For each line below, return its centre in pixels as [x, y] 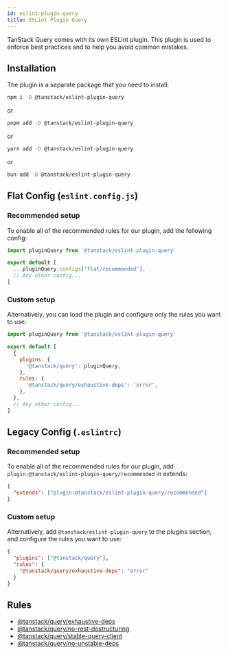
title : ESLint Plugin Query [47, 20]
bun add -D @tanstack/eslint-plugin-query [69, 174]
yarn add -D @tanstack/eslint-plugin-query [70, 149]
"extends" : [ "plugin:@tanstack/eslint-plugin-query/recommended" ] [110, 493]
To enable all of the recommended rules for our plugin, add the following [110, 230]
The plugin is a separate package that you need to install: [88, 85]
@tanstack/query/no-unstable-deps [68, 644]
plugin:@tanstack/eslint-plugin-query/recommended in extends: [97, 474]
